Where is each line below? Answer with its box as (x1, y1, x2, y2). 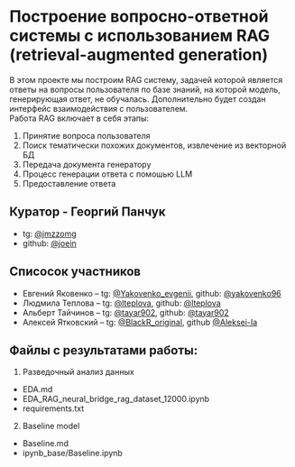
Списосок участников (9, 264, 142, 279)
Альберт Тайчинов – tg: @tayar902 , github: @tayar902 (22, 307, 230, 317)
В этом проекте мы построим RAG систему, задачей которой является (9, 74, 283, 85)
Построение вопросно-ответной (9, 6, 269, 27)
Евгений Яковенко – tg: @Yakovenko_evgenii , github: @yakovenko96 (22, 288, 281, 298)
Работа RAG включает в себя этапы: (9, 113, 150, 124)
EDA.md (22, 384, 53, 395)
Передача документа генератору (22, 159, 152, 169)
